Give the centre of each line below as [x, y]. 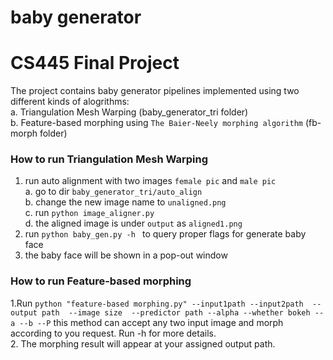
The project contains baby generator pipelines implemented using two [155, 91]
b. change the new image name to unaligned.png [125, 202]
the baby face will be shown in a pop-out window [126, 255]
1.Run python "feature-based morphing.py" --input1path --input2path [157, 303]
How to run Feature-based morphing [101, 281]
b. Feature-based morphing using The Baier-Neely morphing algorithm [156, 123]
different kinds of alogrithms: [70, 102]
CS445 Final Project [95, 63]
